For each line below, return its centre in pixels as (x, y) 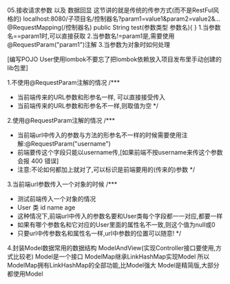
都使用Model (25, 274)
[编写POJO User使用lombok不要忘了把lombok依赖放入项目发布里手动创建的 (115, 59)
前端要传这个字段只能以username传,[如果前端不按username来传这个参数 (120, 152)
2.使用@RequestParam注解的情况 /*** (61, 120)
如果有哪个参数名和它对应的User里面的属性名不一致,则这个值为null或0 (116, 225)
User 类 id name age (46, 207)
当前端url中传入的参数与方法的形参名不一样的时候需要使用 (99, 135)
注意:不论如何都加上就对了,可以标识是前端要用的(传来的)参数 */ (106, 170)
